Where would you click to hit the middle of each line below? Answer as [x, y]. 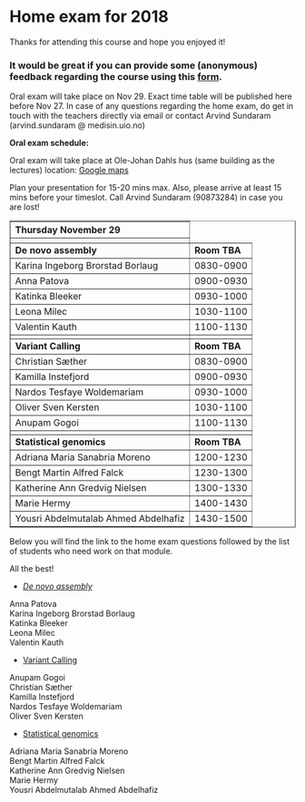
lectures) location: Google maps [69, 171]
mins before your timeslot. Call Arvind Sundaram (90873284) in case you [146, 198]
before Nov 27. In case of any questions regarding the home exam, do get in [152, 106]
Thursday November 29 [68, 230]
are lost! [25, 207]
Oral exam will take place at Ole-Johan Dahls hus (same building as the [142, 161]
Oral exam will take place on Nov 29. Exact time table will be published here [151, 96]
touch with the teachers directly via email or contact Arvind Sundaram [140, 116]
